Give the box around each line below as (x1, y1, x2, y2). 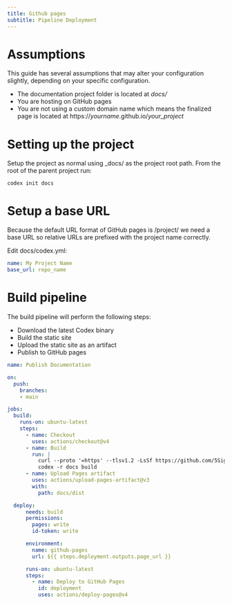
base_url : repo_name (7, 267, 67, 273)
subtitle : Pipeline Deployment (7, 17, 97, 24)
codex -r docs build (37, 464, 97, 471)
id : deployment (37, 585, 81, 592)
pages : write (32, 521, 70, 528)
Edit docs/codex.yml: (7, 246, 68, 255)
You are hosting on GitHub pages (17, 98, 112, 106)
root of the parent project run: (7, 167, 92, 175)
